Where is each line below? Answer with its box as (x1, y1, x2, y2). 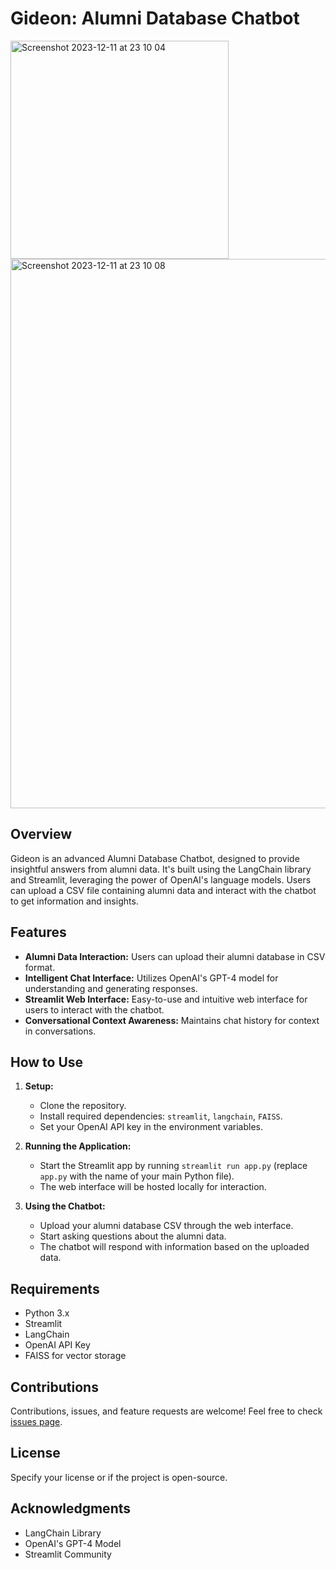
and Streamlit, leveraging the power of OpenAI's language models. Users (10, 873, 312, 886)
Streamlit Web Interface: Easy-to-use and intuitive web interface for (24, 993, 308, 1005)
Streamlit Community (24, 1548, 112, 1560)
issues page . (10, 1416, 63, 1427)
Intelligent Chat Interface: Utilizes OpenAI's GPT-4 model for (24, 972, 279, 984)
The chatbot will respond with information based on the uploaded (39, 1241, 310, 1253)
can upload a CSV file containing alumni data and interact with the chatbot (10, 884, 317, 896)
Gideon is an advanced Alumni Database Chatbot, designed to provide (10, 852, 300, 864)
